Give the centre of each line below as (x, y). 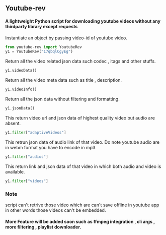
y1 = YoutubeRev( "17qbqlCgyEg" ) (39, 52)
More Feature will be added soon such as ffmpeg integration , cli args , (80, 222)
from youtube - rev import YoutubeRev (44, 47)
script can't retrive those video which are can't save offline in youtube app (82, 205)
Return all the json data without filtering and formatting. (62, 99)
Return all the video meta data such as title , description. (64, 80)
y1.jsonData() (20, 108)
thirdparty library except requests (41, 26)
